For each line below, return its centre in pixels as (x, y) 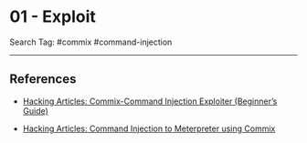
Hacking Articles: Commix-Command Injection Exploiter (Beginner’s (150, 101)
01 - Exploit (53, 17)
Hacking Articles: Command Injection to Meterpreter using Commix (149, 128)
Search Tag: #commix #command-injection (91, 42)
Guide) (35, 110)
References (43, 79)
